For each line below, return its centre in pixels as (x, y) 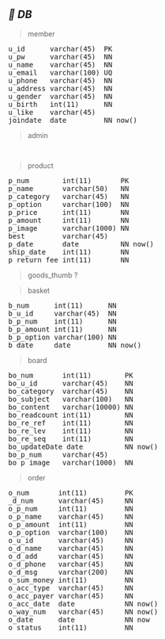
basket (38, 290)
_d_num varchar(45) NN (71, 501)
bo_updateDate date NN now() (83, 446)
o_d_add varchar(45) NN (71, 556)
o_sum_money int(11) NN (71, 580)
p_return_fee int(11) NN (69, 260)
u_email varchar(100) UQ (60, 73)
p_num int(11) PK (69, 180)
